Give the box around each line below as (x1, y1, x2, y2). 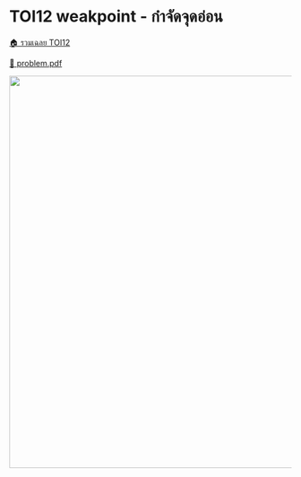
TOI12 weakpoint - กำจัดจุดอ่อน (9, 6, 224, 27)
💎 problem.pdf (9, 57, 63, 68)
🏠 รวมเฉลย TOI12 (9, 37, 71, 48)
